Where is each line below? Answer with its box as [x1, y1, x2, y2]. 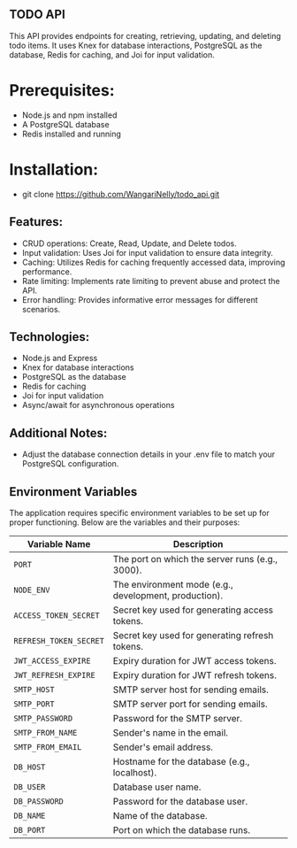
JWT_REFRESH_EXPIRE [13, 670, 95, 680]
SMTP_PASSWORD [13, 713, 73, 723]
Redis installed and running [21, 128, 122, 139]
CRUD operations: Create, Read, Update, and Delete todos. [21, 238, 237, 249]
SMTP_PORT [13, 698, 55, 709]
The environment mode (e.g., [112, 578, 233, 590]
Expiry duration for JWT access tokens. [112, 654, 277, 667]
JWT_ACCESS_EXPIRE [13, 655, 91, 666]
